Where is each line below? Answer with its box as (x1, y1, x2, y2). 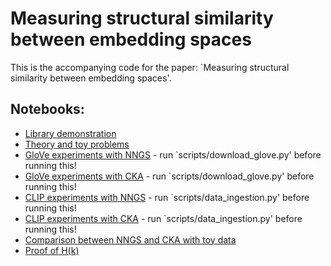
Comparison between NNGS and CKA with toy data (24, 233, 237, 246)
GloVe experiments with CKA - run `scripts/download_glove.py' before (24, 170, 315, 182)
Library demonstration (24, 127, 117, 139)
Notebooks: (10, 101, 85, 118)
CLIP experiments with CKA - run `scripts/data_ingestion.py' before (24, 212, 303, 224)
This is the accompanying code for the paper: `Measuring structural (10, 61, 290, 73)
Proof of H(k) (24, 244, 80, 256)
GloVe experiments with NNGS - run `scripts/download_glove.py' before (24, 148, 322, 161)
